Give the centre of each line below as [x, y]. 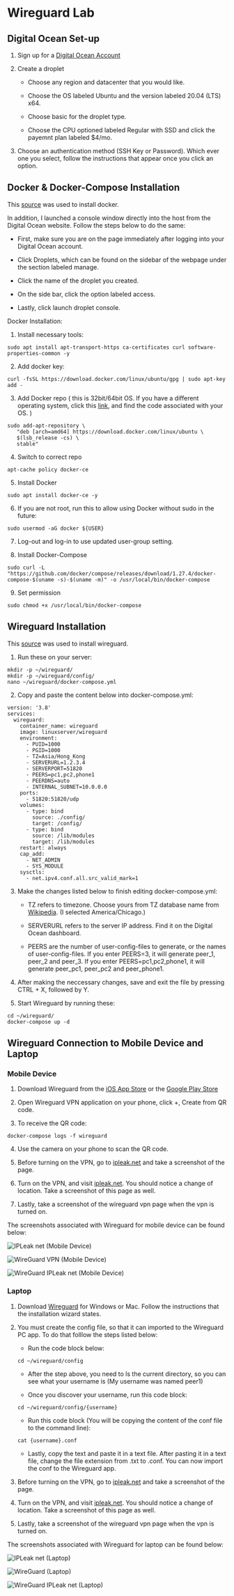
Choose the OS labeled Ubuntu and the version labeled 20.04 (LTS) [124, 96]
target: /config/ [57, 823]
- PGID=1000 [43, 750]
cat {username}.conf [47, 1440]
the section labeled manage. [58, 267]
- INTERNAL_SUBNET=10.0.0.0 [67, 787]
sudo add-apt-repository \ [46, 425]
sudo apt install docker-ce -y [53, 495]
